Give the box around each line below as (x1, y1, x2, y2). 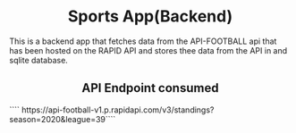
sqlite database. (9, 54, 69, 65)
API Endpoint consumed (81, 80, 219, 96)
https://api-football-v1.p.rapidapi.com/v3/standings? (21, 104, 215, 115)
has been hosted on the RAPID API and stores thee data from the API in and (9, 45, 288, 55)
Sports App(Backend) (67, 6, 233, 27)
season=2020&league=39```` (9, 113, 116, 124)
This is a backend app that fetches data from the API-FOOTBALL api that (9, 36, 277, 46)
